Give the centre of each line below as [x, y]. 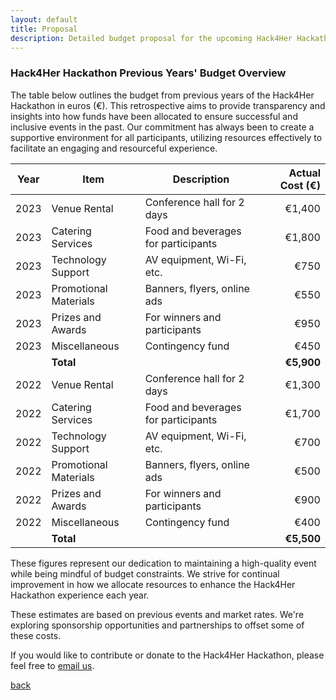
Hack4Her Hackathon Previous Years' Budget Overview [148, 73]
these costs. [36, 635]
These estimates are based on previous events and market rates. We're [157, 614]
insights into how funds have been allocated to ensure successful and [154, 116]
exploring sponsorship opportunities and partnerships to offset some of [157, 625]
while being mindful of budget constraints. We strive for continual [145, 573]
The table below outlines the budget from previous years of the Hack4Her [162, 95]
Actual [304, 173]
